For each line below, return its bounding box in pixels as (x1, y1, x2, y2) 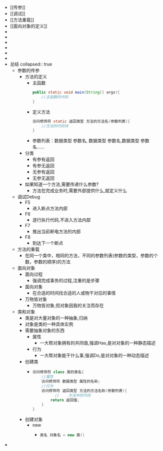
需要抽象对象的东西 (24, 328, 65, 334)
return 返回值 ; (50, 398, 80, 403)
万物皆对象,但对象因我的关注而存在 (32, 303, 104, 309)
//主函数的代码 (41, 94, 68, 99)
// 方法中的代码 (54, 393, 91, 398)
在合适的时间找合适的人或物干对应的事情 (32, 290, 116, 296)
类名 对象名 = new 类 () (39, 433, 85, 438)
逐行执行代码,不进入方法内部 (32, 217, 91, 223)
